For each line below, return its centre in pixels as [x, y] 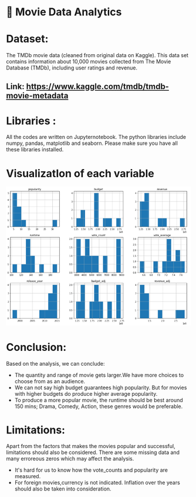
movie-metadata [37, 96]
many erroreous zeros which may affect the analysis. [70, 459]
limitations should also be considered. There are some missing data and [93, 452]
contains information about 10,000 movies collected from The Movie [89, 62]
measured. [28, 476]
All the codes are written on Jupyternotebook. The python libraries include [96, 137]
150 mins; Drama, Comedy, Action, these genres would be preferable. [99, 406]
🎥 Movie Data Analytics [64, 12]
